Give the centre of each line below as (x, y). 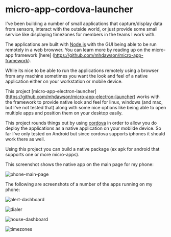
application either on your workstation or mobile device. (64, 81)
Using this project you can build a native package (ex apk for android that (82, 149)
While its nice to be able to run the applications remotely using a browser (82, 70)
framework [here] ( (34, 55)
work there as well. (25, 139)
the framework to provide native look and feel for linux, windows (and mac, (84, 102)
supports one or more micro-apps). (42, 154)
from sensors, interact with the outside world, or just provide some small (81, 29)
